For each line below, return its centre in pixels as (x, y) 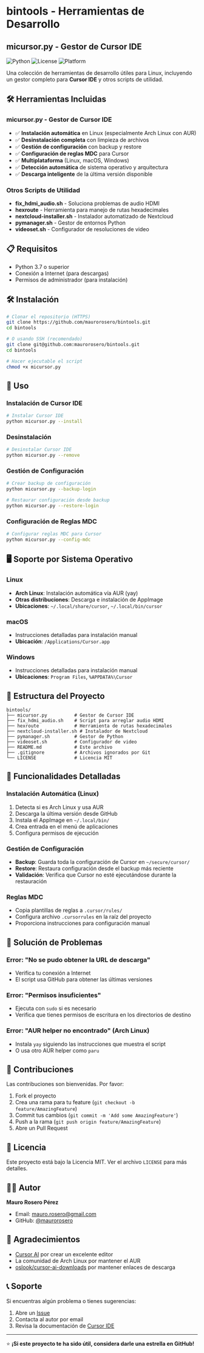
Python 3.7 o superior (42, 266)
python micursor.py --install (45, 422)
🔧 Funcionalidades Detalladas (63, 777)
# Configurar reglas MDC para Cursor (54, 534)
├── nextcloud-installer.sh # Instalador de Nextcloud (77, 731)
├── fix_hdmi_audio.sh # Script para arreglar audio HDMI (85, 721)
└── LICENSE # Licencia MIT (59, 758)
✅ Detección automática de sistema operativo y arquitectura (92, 167)
